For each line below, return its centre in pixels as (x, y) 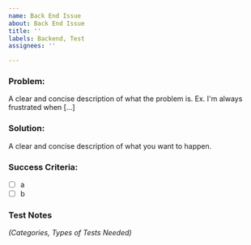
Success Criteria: (43, 167)
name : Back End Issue (45, 16)
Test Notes (30, 215)
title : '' (25, 31)
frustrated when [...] (42, 108)
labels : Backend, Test (47, 38)
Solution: (27, 129)
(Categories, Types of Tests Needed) (70, 233)
